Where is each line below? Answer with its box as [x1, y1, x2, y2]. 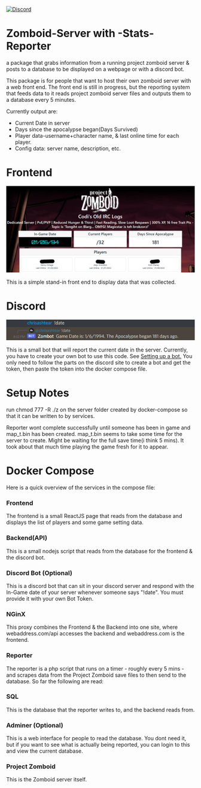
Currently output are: [6, 108, 58, 115]
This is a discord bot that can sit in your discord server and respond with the [6, 582, 194, 589]
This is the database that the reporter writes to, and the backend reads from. [6, 706, 195, 713]
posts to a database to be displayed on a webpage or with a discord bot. [6, 65, 184, 72]
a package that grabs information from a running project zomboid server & [6, 59, 190, 66]
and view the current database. [6, 747, 84, 754]
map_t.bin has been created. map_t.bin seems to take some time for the [6, 431, 182, 438]
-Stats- [117, 27, 154, 40]
